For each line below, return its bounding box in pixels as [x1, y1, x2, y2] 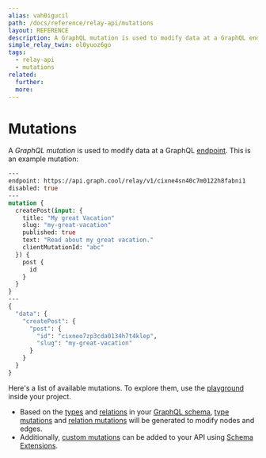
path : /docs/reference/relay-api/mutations [8, 19, 154, 27]
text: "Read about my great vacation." [22, 236, 154, 244]
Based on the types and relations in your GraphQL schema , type [19, 406, 230, 417]
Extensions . [19, 441, 58, 450]
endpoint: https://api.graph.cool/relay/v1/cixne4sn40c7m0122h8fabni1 [8, 177, 246, 185]
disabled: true [8, 184, 59, 193]
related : [8, 71, 37, 79]
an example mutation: [8, 154, 79, 164]
